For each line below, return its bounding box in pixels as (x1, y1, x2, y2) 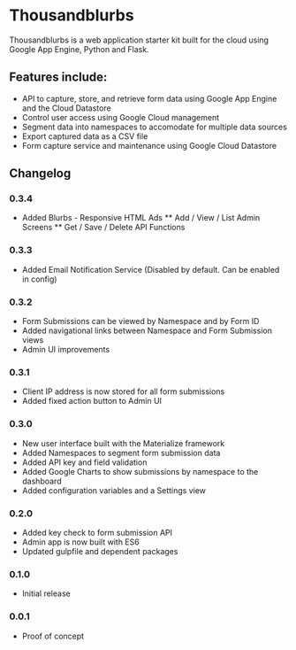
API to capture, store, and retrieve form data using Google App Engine (21, 93, 277, 104)
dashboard (21, 476, 62, 486)
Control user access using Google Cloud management (21, 112, 220, 122)
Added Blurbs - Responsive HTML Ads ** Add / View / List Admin (21, 213, 261, 223)
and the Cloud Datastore (21, 103, 112, 113)
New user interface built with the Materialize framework (21, 437, 225, 448)
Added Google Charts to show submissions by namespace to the (21, 466, 259, 476)
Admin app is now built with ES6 (21, 537, 140, 547)
